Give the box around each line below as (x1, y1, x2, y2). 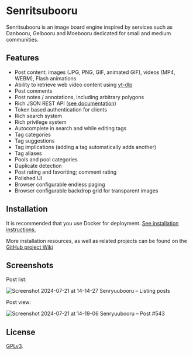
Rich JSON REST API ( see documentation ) (14, 100, 117, 107)
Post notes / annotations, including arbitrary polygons (14, 93, 144, 100)
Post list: (6, 276, 27, 283)
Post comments (14, 87, 53, 94)
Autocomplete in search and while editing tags (14, 124, 127, 131)
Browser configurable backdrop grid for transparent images (14, 187, 158, 194)
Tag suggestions (14, 137, 55, 144)
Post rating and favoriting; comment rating (14, 168, 117, 175)
